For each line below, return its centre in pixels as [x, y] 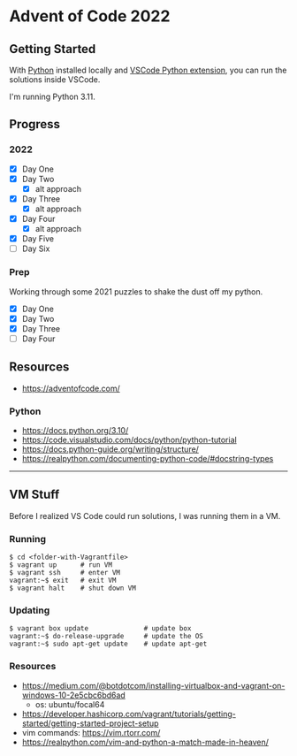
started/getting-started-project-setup [90, 723]
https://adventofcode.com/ [71, 388]
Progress [34, 124]
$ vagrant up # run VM [61, 565]
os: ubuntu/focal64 [70, 704]
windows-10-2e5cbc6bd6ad [73, 695]
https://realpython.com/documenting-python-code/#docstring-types [148, 458]
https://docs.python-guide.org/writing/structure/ [110, 449]
